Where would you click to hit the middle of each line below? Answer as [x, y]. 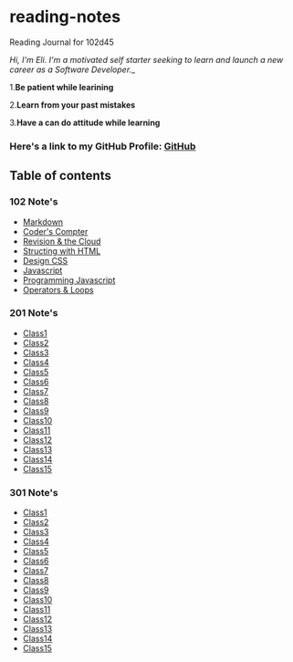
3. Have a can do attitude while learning [85, 122]
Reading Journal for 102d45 [62, 42]
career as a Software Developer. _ [72, 69]
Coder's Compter [55, 231]
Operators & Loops [58, 289]
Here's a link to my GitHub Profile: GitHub [103, 146]
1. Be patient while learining [62, 87]
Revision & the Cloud [62, 241]
